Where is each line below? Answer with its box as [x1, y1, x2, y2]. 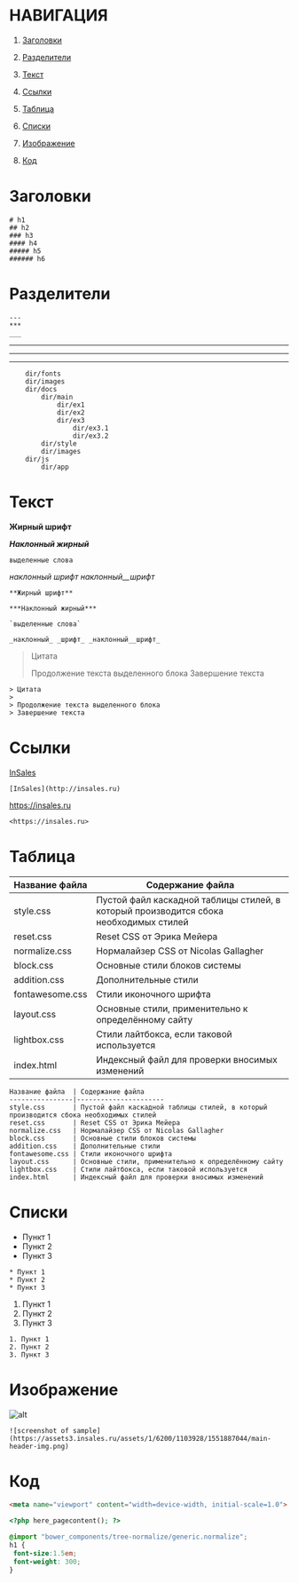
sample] [72, 1426, 101, 1435]
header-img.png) [9, 1442, 69, 1451]
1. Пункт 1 [9, 1334, 50, 1343]
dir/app [41, 463, 69, 471]
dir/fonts [25, 369, 62, 378]
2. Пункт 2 [9, 1342, 50, 1351]
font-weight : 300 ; [12, 1557, 82, 1566]
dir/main [41, 392, 74, 401]
